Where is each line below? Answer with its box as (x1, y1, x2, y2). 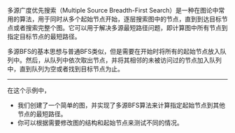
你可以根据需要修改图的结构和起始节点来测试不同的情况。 (17, 118, 183, 127)
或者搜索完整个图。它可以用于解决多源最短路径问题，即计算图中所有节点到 (13, 24, 228, 31)
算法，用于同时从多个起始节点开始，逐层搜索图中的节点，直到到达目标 (19, 15, 222, 23)
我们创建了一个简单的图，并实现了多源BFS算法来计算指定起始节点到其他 (17, 101, 226, 109)
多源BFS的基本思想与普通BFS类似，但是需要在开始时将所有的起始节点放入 (7, 48, 220, 55)
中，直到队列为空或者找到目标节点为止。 (7, 65, 124, 73)
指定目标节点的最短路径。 (7, 32, 81, 41)
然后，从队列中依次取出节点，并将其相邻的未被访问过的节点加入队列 (25, 56, 222, 64)
